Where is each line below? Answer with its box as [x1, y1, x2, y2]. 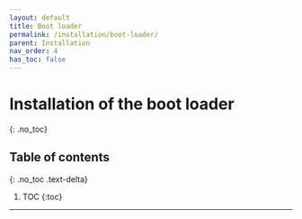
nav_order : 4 [9, 47, 58, 56]
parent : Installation [9, 38, 91, 48]
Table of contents [9, 150, 110, 165]
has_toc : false [9, 55, 67, 64]
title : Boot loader [9, 22, 83, 31]
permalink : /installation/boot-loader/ [9, 30, 159, 39]
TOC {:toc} [22, 191, 63, 202]
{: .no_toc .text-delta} [9, 173, 88, 185]
